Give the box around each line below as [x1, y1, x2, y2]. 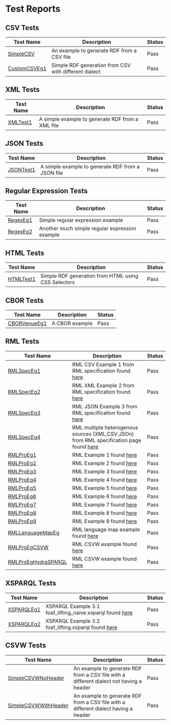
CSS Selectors [40, 279, 75, 286]
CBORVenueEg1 [8, 320, 47, 327]
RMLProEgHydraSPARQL [8, 558, 68, 565]
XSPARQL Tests [5, 579, 56, 588]
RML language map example [72, 526, 140, 533]
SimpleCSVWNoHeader [8, 674, 65, 681]
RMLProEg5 [8, 484, 37, 491]
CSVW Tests [5, 641, 46, 650]
